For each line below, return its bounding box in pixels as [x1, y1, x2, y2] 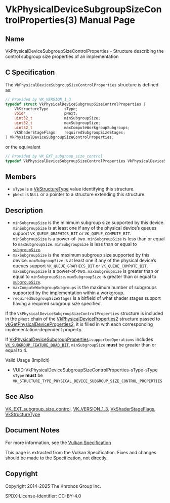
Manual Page [79, 14, 136, 26]
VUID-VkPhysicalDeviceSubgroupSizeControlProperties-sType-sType [12, 367, 158, 373]
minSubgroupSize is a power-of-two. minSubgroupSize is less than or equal [12, 236, 165, 242]
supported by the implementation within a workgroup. [12, 290, 125, 296]
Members [5, 172, 36, 181]
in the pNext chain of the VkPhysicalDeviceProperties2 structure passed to [5, 316, 160, 322]
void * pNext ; [14, 111, 78, 116]
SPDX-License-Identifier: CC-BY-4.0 [5, 493, 81, 499]
